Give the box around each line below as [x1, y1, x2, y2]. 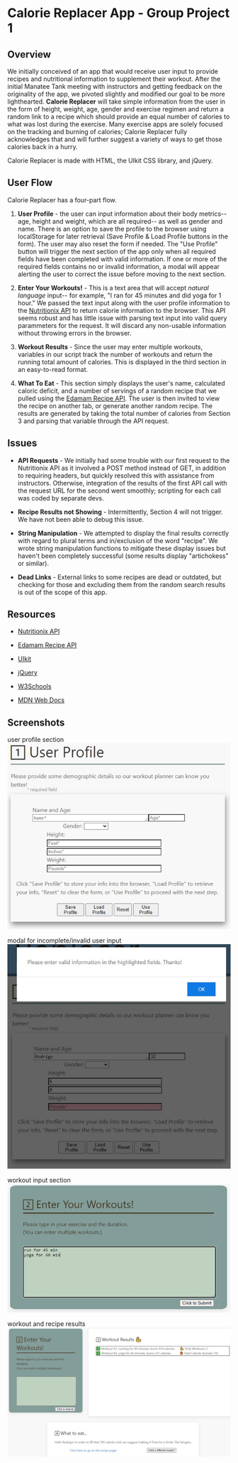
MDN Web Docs [17, 696, 65, 704]
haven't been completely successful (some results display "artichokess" [17, 552, 229, 560]
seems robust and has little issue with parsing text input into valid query [17, 314, 227, 322]
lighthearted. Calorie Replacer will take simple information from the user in [7, 97, 225, 106]
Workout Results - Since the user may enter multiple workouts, [17, 342, 203, 351]
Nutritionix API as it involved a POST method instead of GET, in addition [17, 464, 227, 472]
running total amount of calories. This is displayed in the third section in [17, 357, 227, 366]
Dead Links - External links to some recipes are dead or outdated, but [17, 573, 222, 581]
